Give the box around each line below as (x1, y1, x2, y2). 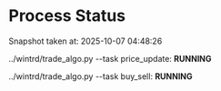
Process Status (8, 5, 126, 26)
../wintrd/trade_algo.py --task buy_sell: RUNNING (8, 70, 193, 82)
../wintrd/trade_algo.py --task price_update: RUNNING (8, 53, 212, 64)
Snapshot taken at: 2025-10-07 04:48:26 (8, 35, 163, 46)
